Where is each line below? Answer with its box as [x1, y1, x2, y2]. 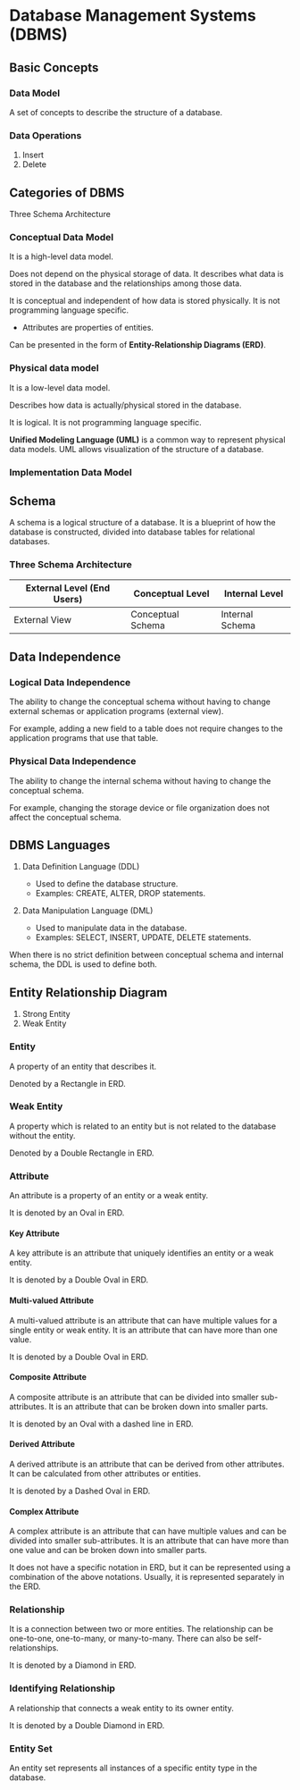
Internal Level [223, 587, 284, 600]
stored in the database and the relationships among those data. [9, 278, 243, 289]
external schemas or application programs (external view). [9, 706, 224, 717]
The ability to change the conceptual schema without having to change [9, 696, 271, 707]
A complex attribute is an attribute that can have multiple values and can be [9, 1525, 287, 1537]
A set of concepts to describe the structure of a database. [9, 106, 223, 117]
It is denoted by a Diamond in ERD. [9, 1660, 137, 1671]
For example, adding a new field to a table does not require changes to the [9, 723, 283, 734]
